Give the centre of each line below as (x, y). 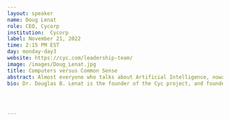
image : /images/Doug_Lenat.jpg (52, 64)
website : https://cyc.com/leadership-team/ (70, 58)
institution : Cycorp (38, 32)
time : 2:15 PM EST (33, 45)
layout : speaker (30, 13)
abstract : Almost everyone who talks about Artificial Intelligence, (108, 77)
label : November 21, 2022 (44, 39)
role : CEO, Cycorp (33, 26)
